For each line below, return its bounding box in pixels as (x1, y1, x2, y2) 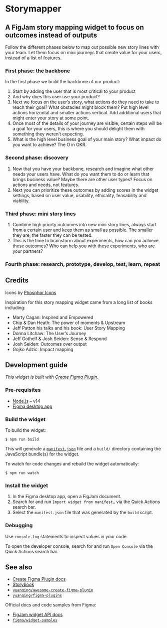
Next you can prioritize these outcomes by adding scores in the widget (12, 187, 158, 193)
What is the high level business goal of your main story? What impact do (12, 136, 161, 142)
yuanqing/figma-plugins (12, 593, 62, 598)
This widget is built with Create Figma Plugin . (5, 374, 98, 380)
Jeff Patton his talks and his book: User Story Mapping (12, 325, 125, 331)
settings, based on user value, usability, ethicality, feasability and (12, 192, 146, 198)
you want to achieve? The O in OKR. (12, 141, 86, 148)
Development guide (5, 361, 68, 369)
